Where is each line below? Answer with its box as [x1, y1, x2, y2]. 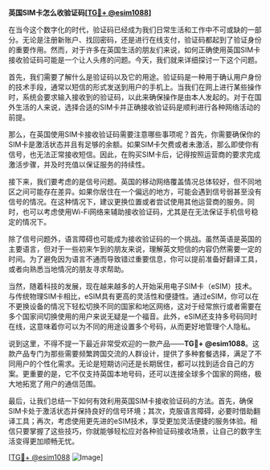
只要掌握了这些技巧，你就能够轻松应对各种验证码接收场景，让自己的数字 [14, 427, 255, 435]
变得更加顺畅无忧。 [14, 436, 79, 446]
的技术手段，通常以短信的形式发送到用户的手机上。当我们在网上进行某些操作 [8, 82, 262, 92]
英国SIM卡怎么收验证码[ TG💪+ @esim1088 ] [8, 8, 152, 17]
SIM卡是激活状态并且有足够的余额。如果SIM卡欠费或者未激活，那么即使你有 [8, 140, 260, 149]
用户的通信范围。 [43, 379, 100, 389]
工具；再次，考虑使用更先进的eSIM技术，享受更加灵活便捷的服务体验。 [14, 416, 251, 426]
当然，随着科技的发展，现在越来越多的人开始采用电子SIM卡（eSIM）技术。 [8, 282, 256, 291]
